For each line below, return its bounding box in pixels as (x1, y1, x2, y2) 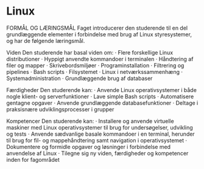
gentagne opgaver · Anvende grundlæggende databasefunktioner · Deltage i (6, 99, 199, 107)
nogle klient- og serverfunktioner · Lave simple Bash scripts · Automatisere (6, 93, 194, 100)
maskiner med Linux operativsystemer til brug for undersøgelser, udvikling (6, 124, 193, 131)
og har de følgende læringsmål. (6, 37, 85, 44)
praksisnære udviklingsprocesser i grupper (6, 105, 114, 113)
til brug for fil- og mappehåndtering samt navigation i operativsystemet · (6, 136, 188, 144)
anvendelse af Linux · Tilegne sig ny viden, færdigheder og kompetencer (6, 150, 189, 157)
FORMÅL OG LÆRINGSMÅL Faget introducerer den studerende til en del (6, 24, 188, 31)
